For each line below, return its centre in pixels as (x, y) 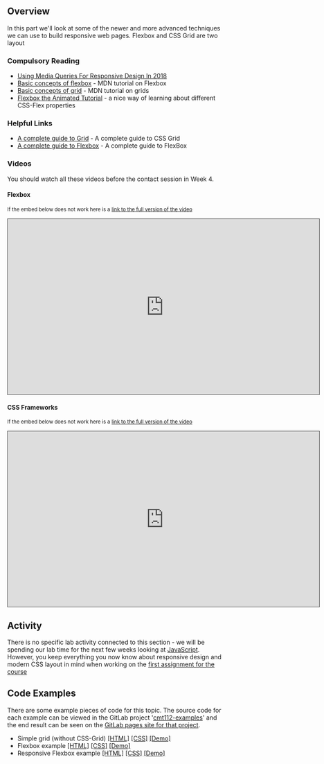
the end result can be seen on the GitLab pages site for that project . (104, 724)
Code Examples (42, 694)
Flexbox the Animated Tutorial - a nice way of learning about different (116, 98)
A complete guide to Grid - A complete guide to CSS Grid (99, 139)
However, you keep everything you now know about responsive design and (114, 657)
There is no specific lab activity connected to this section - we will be (106, 642)
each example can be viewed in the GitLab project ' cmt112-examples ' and (112, 718)
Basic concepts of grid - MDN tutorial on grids (83, 91)
